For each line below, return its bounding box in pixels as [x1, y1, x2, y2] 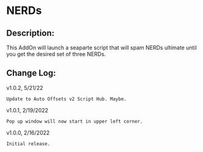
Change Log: [6, 68, 56, 78]
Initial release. [6, 140, 51, 147]
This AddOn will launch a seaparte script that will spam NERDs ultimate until [6, 44, 197, 51]
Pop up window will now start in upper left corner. [6, 118, 143, 125]
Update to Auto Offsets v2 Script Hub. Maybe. [6, 95, 127, 102]
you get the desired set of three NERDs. [6, 50, 106, 58]
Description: [6, 28, 55, 38]
